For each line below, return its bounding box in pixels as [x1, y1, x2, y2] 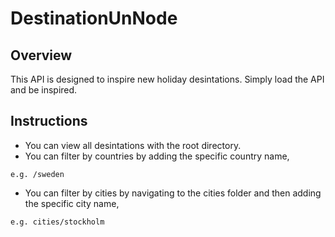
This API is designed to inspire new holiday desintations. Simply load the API [10, 73, 325, 85]
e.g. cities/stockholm [10, 217, 105, 227]
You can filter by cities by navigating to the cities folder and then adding [24, 187, 322, 199]
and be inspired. [10, 84, 78, 96]
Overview [10, 47, 73, 64]
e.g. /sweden [10, 169, 65, 179]
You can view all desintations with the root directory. [24, 139, 242, 151]
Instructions [10, 113, 88, 130]
